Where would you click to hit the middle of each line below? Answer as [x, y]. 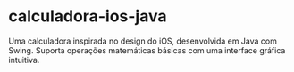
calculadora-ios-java [88, 16]
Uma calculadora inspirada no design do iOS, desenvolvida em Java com [143, 41]
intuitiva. [24, 60]
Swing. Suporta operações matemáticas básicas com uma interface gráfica [147, 50]
